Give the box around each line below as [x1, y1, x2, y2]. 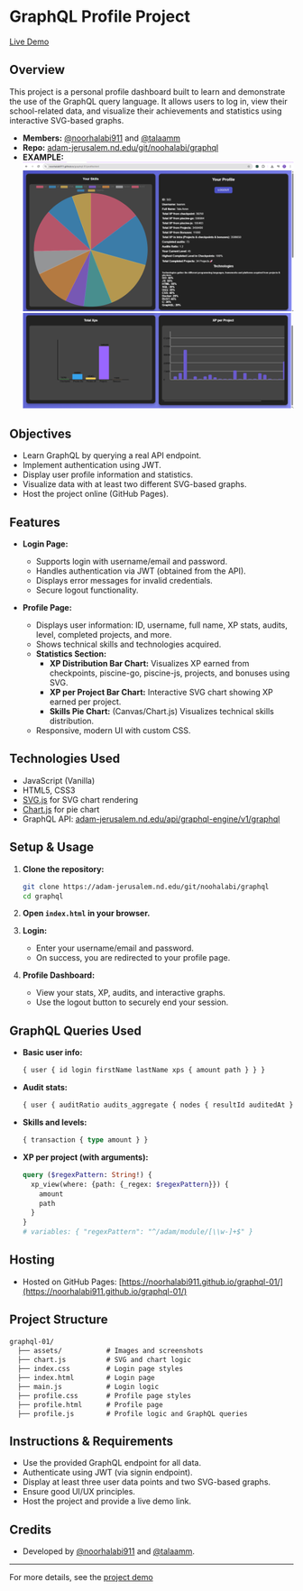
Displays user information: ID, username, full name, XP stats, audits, [35, 620, 289, 630]
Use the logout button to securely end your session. [35, 997, 229, 1007]
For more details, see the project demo [9, 1572, 153, 1583]
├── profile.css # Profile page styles [17, 1391, 192, 1400]
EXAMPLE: [22, 152, 65, 162]
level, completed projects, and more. [35, 630, 172, 640]
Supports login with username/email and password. [35, 556, 228, 567]
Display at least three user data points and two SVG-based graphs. [22, 1476, 271, 1487]
